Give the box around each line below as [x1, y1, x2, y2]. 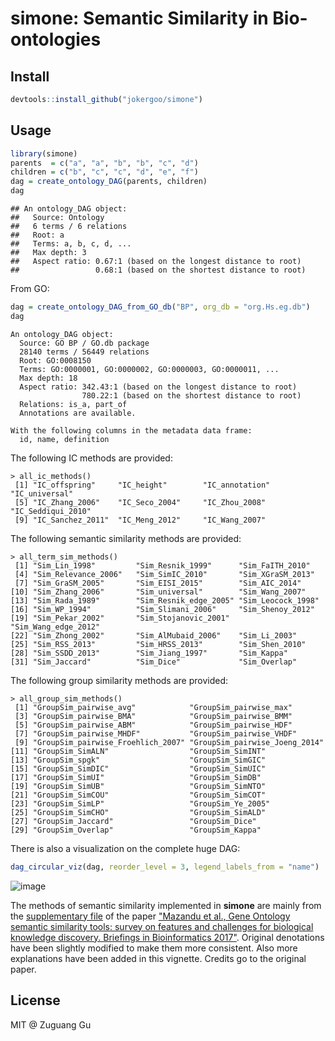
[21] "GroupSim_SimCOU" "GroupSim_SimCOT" [10, 790, 267, 800]
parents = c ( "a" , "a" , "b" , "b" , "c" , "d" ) [10, 158, 199, 168]
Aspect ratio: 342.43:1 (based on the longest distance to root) [19, 382, 298, 392]
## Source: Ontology [10, 213, 105, 223]
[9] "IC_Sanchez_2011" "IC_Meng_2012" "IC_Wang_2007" [14, 515, 267, 525]
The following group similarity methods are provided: [10, 674, 229, 686]
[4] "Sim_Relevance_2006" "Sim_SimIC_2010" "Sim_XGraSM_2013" [14, 569, 315, 579]
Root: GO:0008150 [19, 355, 92, 366]
